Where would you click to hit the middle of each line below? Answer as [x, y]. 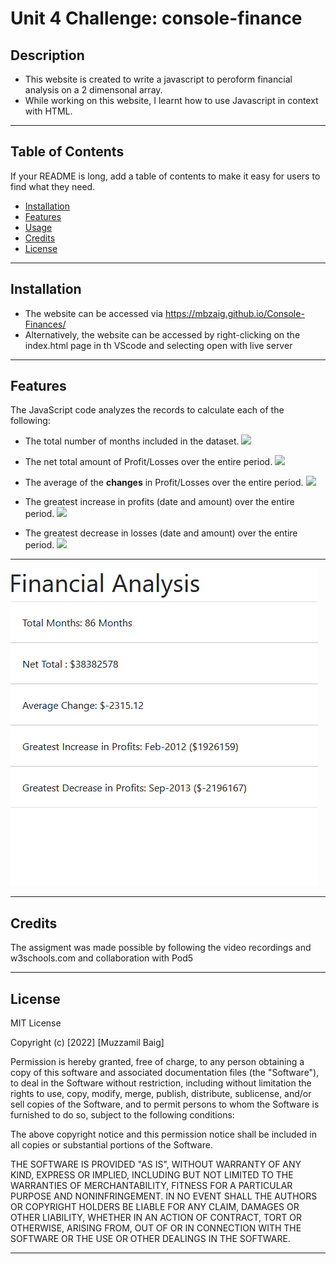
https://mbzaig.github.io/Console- [234, 313]
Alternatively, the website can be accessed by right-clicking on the [162, 334]
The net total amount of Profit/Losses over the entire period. [148, 462]
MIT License [36, 1023]
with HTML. [48, 111]
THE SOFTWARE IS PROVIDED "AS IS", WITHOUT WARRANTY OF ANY [156, 1164]
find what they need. [53, 186]
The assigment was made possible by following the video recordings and [161, 948]
